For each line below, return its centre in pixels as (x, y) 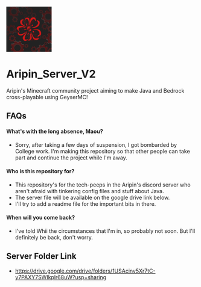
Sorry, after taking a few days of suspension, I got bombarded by (96, 144)
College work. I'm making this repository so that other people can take (102, 151)
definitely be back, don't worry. (54, 237)
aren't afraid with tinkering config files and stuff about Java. (89, 191)
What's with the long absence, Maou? (55, 131)
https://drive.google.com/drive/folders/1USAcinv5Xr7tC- (85, 271)
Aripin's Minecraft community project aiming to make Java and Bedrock (95, 90)
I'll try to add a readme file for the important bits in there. (85, 204)
